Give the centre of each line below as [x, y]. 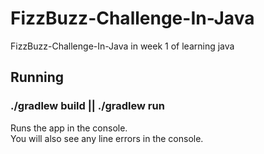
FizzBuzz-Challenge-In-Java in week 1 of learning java [122, 46]
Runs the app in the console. [69, 128]
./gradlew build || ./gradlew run [87, 106]
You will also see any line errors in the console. [107, 138]
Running [37, 77]
